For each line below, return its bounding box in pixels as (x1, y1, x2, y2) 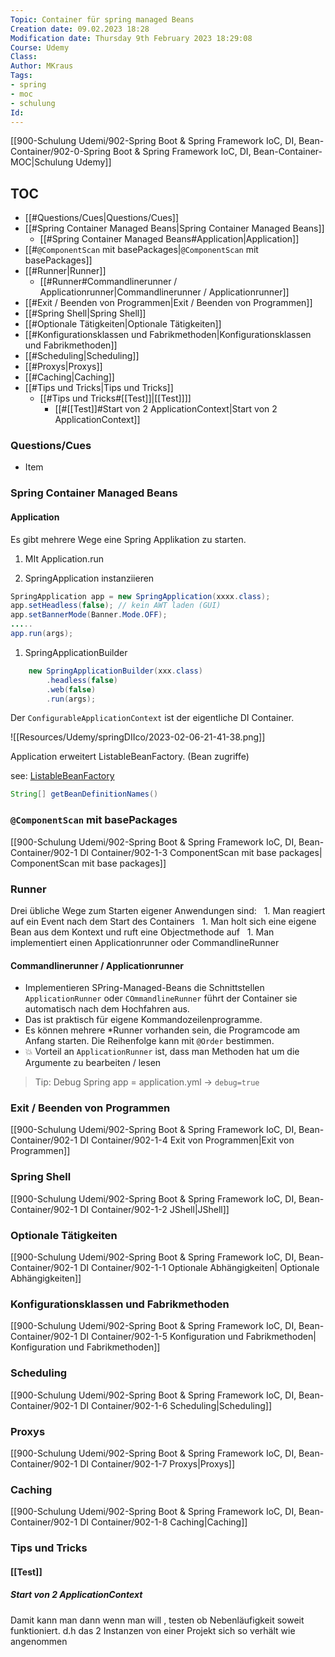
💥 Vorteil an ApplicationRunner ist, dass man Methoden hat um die (24, 1046, 300, 1058)
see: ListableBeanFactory (10, 770, 115, 782)
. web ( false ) (46, 684, 97, 695)
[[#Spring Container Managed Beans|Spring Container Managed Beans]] (24, 222, 325, 235)
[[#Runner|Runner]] (24, 265, 107, 277)
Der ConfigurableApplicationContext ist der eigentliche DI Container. (10, 712, 295, 724)
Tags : (10, 71, 33, 81)
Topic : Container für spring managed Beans (10, 14, 195, 25)
